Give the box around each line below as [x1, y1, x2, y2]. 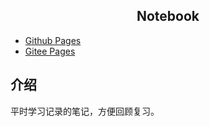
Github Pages [24, 34, 82, 46]
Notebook [136, 8, 200, 25]
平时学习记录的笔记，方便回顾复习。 [10, 105, 160, 117]
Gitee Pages [24, 45, 76, 57]
